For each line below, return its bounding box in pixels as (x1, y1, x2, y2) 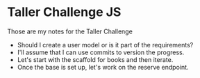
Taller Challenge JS (7, 4, 122, 20)
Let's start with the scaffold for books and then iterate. (17, 55, 174, 63)
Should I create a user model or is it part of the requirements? (17, 40, 194, 49)
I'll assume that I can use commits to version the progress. (17, 48, 185, 56)
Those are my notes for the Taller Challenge (7, 27, 133, 36)
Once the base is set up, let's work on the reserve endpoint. (17, 63, 189, 71)
